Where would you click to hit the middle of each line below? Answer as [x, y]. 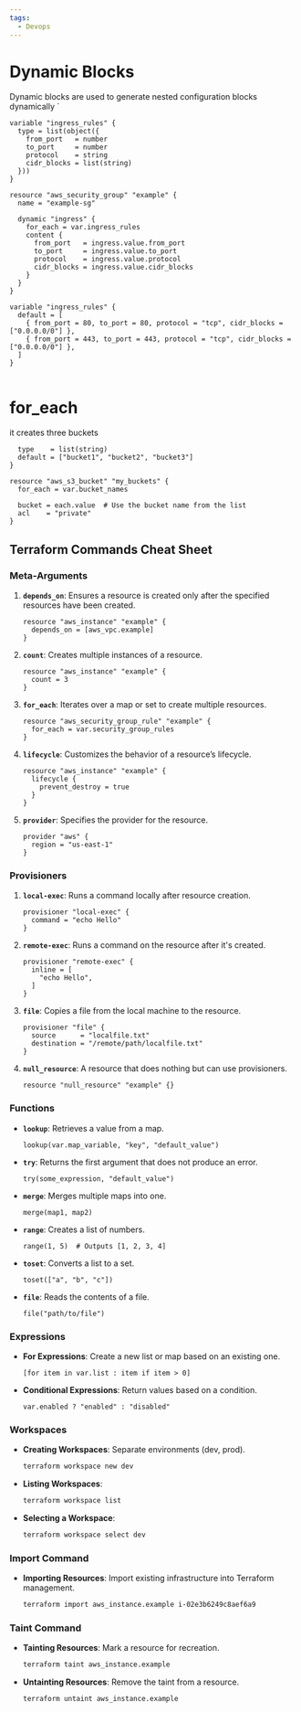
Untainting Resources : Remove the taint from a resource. [131, 1682]
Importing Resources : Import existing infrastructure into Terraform [148, 1579]
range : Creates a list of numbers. [84, 1229]
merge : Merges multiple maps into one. [94, 1196]
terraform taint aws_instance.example [96, 1664]
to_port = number [67, 147]
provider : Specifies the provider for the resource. [115, 820]
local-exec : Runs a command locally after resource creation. [136, 896]
